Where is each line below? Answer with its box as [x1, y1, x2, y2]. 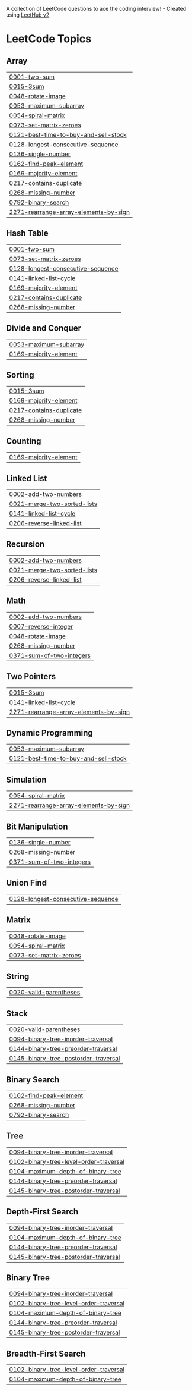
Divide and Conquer [6, 324, 82, 334]
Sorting [6, 370, 34, 380]
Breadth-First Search [6, 1348, 86, 1358]
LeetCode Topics [6, 32, 92, 46]
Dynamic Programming [6, 728, 93, 738]
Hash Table [6, 228, 49, 238]
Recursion [6, 539, 45, 550]
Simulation [6, 774, 47, 784]
